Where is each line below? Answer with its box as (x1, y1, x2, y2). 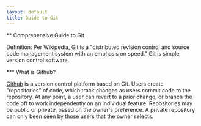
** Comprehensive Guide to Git (6, 31, 84, 39)
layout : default (6, 9, 48, 15)
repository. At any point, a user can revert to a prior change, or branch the (6, 93, 192, 100)
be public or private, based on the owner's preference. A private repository (6, 106, 196, 113)
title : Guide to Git (6, 15, 59, 21)
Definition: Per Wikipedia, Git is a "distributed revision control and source (6, 43, 190, 51)
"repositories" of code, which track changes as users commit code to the (6, 86, 191, 94)
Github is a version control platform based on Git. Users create (6, 80, 164, 87)
